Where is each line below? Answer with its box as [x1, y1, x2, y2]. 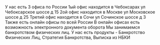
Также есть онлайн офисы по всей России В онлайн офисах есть [5, 19, 140, 25]
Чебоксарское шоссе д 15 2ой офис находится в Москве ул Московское [5, 9, 155, 15]
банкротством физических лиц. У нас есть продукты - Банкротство [5, 30, 145, 35]
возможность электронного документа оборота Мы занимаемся [5, 24, 140, 30]
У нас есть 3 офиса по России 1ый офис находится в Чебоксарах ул [5, 4, 145, 10]
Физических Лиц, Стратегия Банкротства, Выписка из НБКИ [5, 34, 130, 40]
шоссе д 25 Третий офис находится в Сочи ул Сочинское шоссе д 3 [5, 14, 146, 20]
